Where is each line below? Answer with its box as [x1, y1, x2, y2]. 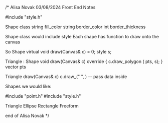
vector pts [5, 64, 27, 70]
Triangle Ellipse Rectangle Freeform [5, 103, 79, 109]
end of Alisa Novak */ [5, 113, 50, 118]
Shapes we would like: [5, 83, 52, 89]
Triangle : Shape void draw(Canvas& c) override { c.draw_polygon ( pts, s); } [5, 58, 163, 65]
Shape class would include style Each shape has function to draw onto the [5, 34, 159, 39]
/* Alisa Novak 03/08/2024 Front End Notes [5, 5, 96, 10]
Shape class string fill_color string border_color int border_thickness [5, 24, 146, 30]
